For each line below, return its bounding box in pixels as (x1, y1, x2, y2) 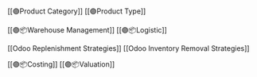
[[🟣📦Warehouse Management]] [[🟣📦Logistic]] (7, 25, 168, 34)
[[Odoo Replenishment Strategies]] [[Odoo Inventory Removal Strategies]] (7, 44, 250, 53)
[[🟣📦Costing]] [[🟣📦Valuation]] (7, 60, 115, 69)
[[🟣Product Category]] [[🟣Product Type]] (7, 6, 146, 16)
